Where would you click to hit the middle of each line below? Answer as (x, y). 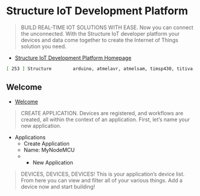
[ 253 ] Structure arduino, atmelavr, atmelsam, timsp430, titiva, (101, 69)
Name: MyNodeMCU (49, 150)
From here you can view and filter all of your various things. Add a (101, 180)
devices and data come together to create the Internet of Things (99, 40)
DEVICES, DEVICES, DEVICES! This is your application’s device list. (103, 174)
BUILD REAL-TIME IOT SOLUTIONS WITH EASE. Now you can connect (107, 27)
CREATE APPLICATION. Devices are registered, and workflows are (102, 113)
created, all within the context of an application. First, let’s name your (105, 119)
